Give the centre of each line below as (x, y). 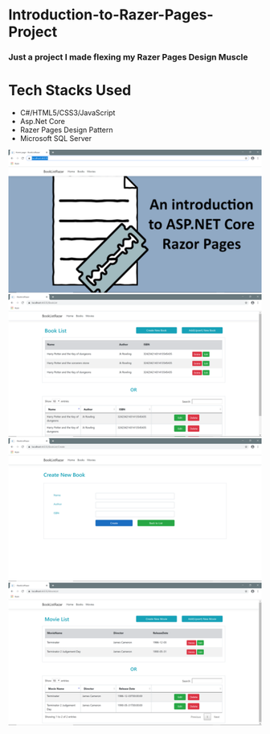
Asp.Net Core (43, 122)
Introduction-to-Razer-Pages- (111, 15)
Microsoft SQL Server (56, 139)
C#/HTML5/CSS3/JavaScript (67, 113)
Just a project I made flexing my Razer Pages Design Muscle (128, 57)
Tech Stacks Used (70, 91)
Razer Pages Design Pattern (66, 130)
